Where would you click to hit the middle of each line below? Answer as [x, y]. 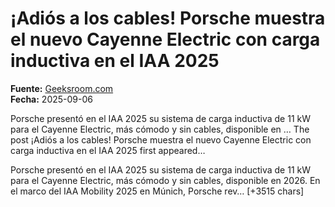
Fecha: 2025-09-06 [51, 99]
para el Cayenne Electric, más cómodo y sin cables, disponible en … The [160, 129]
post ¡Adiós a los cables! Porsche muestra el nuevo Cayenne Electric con [161, 139]
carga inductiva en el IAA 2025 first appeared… [108, 150]
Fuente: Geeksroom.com [62, 88]
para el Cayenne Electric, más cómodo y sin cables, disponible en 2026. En [165, 180]
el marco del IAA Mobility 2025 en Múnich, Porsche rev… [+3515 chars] [157, 191]
